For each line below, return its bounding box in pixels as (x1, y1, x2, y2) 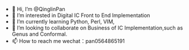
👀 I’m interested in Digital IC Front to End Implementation (11, 12, 150, 19)
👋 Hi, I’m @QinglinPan (11, 6, 65, 12)
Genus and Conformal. (11, 31, 68, 38)
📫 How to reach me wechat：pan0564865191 (11, 38, 125, 44)
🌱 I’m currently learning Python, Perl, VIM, (11, 18, 115, 25)
